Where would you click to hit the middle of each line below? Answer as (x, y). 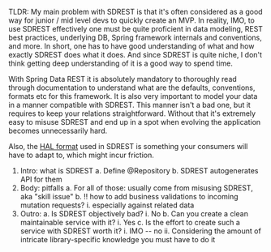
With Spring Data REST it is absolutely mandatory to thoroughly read (123, 79)
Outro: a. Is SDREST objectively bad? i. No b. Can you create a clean (134, 214)
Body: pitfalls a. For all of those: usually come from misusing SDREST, (136, 188)
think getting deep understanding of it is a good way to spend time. (120, 63)
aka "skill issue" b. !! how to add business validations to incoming (129, 196)
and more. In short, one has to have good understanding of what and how (131, 46)
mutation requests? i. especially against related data (107, 205)
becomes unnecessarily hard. (58, 130)
